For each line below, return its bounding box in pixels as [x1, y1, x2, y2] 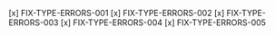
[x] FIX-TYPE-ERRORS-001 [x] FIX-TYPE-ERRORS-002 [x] [8, 8, 225, 18]
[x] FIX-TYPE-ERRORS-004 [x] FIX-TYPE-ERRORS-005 [60, 17, 267, 28]
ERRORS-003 [8, 17, 59, 28]
